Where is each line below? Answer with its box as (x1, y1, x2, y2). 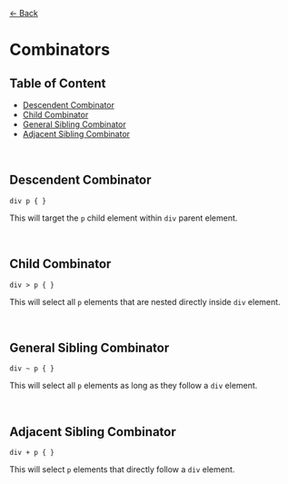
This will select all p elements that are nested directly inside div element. (9, 296, 281, 307)
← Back (9, 8, 38, 18)
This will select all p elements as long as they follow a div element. (9, 380, 258, 391)
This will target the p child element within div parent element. (9, 212, 238, 223)
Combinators (9, 40, 111, 60)
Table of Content (9, 75, 106, 91)
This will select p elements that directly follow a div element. (9, 464, 235, 475)
